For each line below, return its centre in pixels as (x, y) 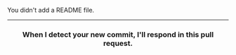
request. (118, 43)
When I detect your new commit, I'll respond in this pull (118, 34)
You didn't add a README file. (51, 10)
